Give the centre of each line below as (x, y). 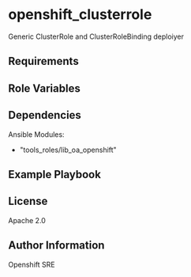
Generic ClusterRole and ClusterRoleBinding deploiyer (96, 36)
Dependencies (45, 115)
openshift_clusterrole (80, 15)
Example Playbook (54, 175)
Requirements (43, 61)
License (28, 201)
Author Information (56, 246)
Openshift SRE (32, 264)
